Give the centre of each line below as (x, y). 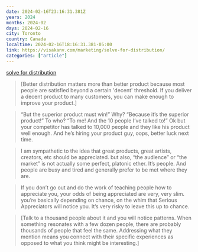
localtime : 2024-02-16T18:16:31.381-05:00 (59, 45)
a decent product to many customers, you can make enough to (97, 96)
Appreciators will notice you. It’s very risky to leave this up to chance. (105, 206)
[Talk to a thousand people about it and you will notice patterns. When (106, 218)
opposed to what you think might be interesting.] (80, 243)
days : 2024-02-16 (27, 28)
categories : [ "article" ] (37, 56)
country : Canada (26, 39)
